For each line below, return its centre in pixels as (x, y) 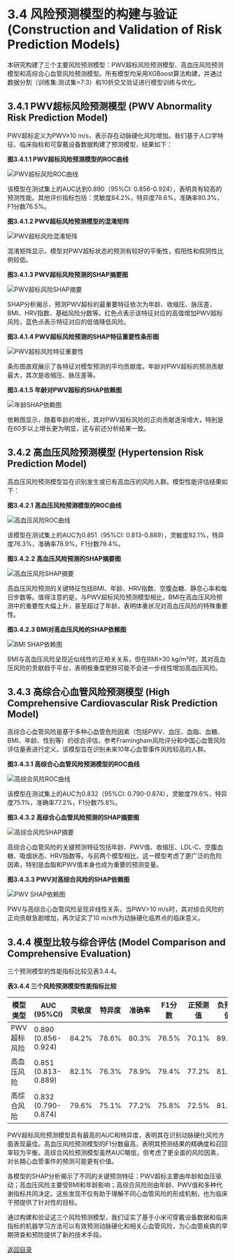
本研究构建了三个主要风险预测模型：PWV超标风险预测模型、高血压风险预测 (115, 64)
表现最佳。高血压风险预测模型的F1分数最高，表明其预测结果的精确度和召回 (120, 1144)
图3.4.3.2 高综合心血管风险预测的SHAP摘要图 (73, 817)
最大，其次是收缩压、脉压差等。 (53, 375)
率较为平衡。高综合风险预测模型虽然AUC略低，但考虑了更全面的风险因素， (115, 1153)
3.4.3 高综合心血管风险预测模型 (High (88, 692)
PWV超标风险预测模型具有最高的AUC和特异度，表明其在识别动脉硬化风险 (113, 1135)
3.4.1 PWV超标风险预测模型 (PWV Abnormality (110, 107)
